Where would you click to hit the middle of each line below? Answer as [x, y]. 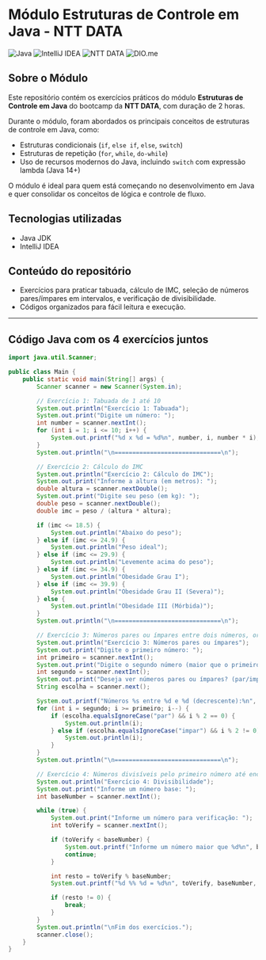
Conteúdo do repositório [70, 271]
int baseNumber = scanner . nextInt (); [99, 796]
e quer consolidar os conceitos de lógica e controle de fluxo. [107, 194]
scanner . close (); [65, 935]
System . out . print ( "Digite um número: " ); [106, 416]
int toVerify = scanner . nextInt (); [109, 825]
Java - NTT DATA [66, 31]
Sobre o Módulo [48, 78]
